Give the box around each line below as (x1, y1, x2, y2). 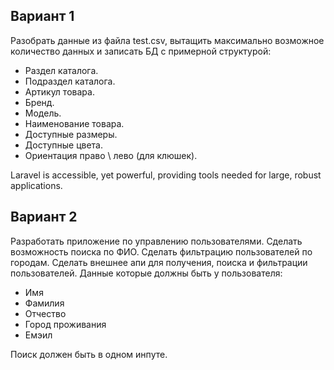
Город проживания (24, 318, 107, 330)
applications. (10, 179, 63, 191)
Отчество (24, 307, 67, 319)
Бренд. (24, 96, 55, 108)
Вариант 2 (10, 209, 78, 226)
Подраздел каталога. (24, 75, 116, 87)
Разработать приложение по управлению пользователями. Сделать (10, 235, 303, 247)
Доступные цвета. (24, 139, 103, 151)
